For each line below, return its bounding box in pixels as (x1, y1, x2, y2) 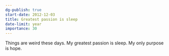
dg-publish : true (5, 7, 42, 13)
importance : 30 (5, 26, 37, 31)
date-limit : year (5, 21, 42, 27)
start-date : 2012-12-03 (5, 12, 55, 17)
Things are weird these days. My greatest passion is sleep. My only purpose (5, 40, 164, 46)
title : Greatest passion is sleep (5, 17, 78, 22)
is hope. (5, 45, 22, 51)
